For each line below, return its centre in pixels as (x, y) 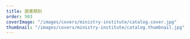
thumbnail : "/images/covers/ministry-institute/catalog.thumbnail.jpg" (95, 27)
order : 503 (19, 17)
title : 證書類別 (24, 11)
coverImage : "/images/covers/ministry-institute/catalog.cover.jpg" (91, 22)
